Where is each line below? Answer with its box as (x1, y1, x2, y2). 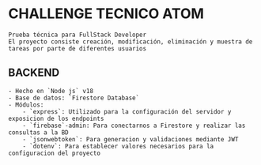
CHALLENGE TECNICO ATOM (8, 5, 204, 23)
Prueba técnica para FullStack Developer (8, 31, 147, 39)
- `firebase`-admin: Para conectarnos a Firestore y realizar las (22, 122, 246, 129)
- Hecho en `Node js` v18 (8, 87, 93, 95)
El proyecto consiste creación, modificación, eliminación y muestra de (8, 37, 253, 46)
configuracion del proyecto (8, 149, 101, 157)
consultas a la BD (8, 128, 69, 137)
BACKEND (8, 66, 60, 80)
